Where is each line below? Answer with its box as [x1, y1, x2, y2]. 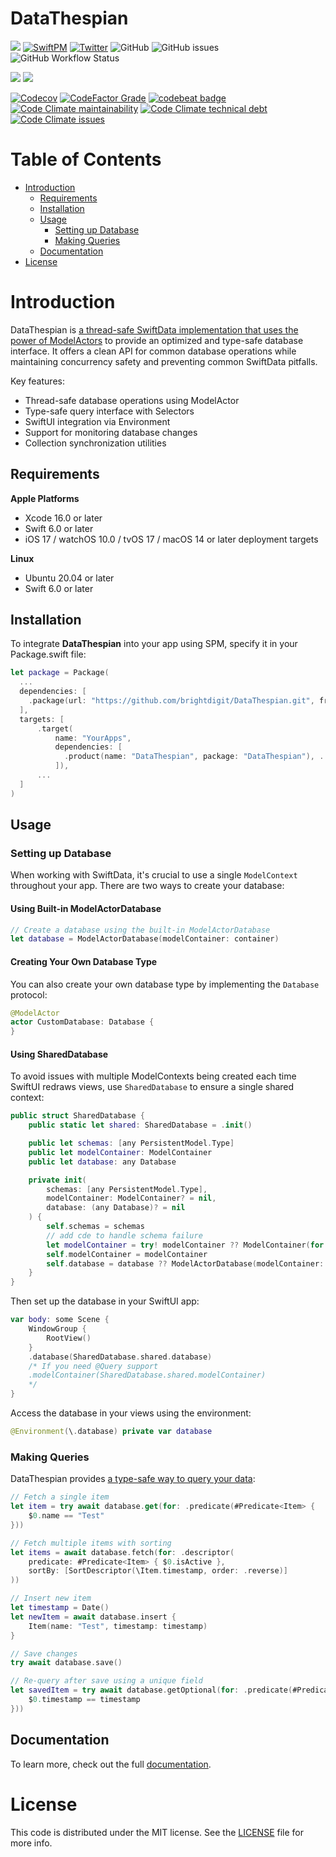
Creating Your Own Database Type [10, 955, 158, 967]
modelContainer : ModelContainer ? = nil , [46, 1193, 217, 1204]
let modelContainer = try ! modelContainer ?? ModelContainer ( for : [46, 1240, 329, 1250]
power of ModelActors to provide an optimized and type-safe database [10, 334, 304, 346]
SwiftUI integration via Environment [24, 415, 171, 427]
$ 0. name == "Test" [28, 1511, 105, 1521]
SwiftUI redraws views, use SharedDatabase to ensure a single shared [10, 1081, 295, 1093]
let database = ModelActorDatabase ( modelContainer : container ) [10, 934, 280, 944]
